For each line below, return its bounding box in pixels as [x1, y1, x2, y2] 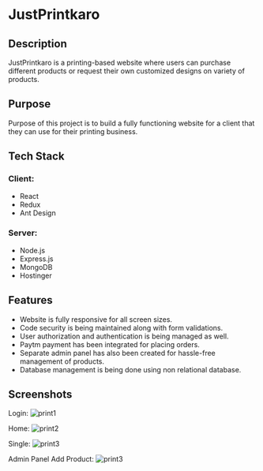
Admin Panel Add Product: [8, 454, 95, 464]
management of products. [19, 357, 105, 366]
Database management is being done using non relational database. [19, 364, 242, 374]
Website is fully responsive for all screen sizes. [19, 314, 172, 324]
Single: [8, 439, 31, 449]
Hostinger [19, 271, 53, 280]
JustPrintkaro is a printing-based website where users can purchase [8, 58, 231, 67]
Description [8, 37, 67, 50]
